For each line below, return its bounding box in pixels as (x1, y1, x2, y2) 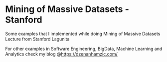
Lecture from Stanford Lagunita (5, 36, 70, 42)
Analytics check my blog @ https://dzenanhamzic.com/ (5, 51, 118, 57)
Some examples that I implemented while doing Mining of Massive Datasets (5, 30, 161, 36)
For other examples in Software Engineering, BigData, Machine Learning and (5, 45, 163, 51)
